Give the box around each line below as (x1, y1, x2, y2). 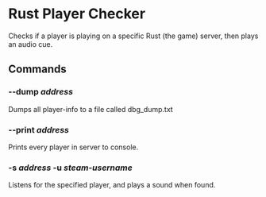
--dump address (8, 87, 74, 98)
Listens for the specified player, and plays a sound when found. (8, 180, 216, 190)
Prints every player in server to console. (8, 142, 139, 152)
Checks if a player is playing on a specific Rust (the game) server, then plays (8, 31, 259, 41)
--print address (8, 124, 70, 135)
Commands (8, 63, 67, 76)
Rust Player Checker (8, 5, 145, 23)
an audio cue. (8, 39, 53, 48)
